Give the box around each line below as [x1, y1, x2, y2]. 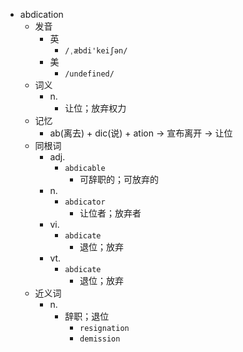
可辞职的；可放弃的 [79, 174, 159, 185]
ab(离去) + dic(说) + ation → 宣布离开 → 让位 [49, 127, 233, 139]
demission [79, 334, 121, 344]
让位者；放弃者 [79, 207, 142, 219]
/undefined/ [64, 69, 115, 79]
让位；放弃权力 [64, 102, 127, 114]
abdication [19, 9, 64, 20]
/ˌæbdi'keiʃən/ [64, 46, 128, 56]
